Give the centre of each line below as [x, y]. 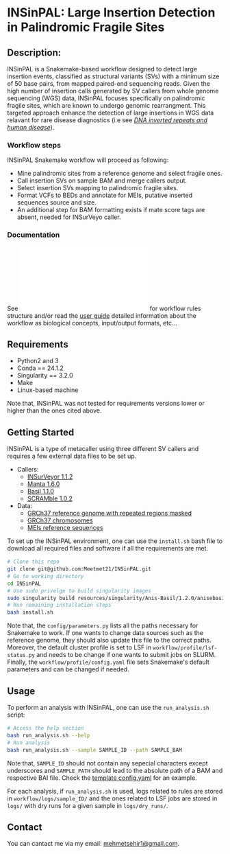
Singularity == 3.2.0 [45, 376]
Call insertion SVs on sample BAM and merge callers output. [102, 181]
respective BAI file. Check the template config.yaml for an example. [102, 778]
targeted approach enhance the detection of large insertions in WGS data [111, 113]
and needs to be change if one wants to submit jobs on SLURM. [126, 655]
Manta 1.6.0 [43, 484]
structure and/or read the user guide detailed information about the [102, 315]
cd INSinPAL [24, 584]
